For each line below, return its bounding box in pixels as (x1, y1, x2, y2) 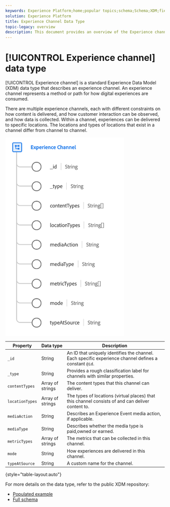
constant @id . (66, 360, 95, 366)
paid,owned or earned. (66, 428, 114, 434)
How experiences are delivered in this (66, 448, 145, 454)
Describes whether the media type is (66, 423, 143, 429)
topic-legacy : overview (5, 24, 56, 29)
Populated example (12, 491, 53, 497)
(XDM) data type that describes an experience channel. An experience (5, 85, 153, 91)
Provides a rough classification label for (66, 368, 149, 374)
